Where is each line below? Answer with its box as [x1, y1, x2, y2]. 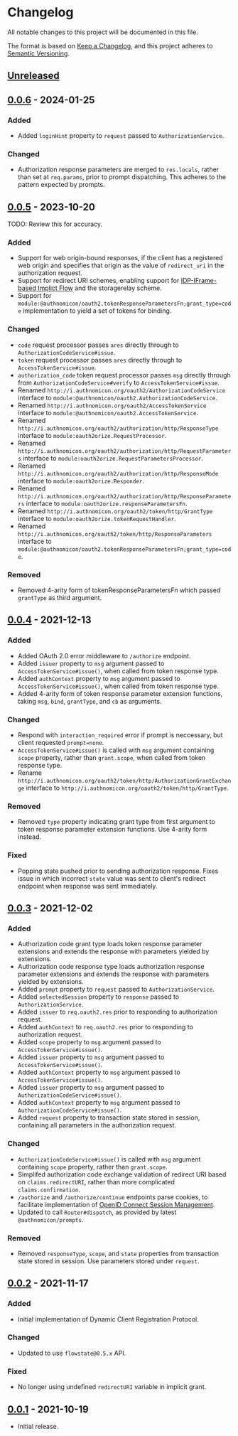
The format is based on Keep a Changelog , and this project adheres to [7, 41, 213, 50]
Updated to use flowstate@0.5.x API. [17, 1349, 126, 1357]
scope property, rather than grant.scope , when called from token [17, 754, 206, 761]
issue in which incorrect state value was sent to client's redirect [17, 874, 206, 882]
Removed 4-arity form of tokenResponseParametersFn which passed [17, 586, 221, 594]
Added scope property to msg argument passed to [17, 1038, 161, 1046]
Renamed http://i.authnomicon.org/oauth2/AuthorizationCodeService [17, 385, 226, 395]
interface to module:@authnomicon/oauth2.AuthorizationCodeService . [17, 393, 218, 402]
